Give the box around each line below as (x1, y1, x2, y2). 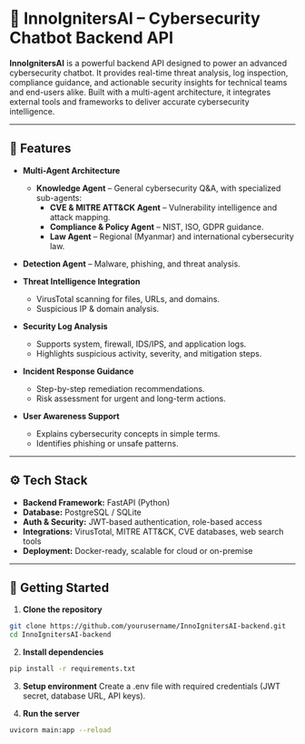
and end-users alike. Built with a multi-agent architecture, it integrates (9, 86, 271, 97)
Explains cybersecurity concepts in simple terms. (35, 427, 221, 439)
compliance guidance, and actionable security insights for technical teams (9, 76, 288, 87)
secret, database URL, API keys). (22, 690, 146, 701)
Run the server (22, 709, 80, 719)
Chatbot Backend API (9, 27, 174, 48)
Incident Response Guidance (22, 366, 134, 377)
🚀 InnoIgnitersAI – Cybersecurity (9, 8, 261, 29)
